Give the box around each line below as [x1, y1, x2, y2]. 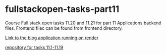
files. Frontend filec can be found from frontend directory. [5, 25, 123, 31]
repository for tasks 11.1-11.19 [5, 44, 63, 50]
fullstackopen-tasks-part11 [5, 3, 120, 15]
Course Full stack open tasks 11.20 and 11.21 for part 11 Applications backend [5, 20, 162, 26]
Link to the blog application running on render [5, 35, 99, 41]
